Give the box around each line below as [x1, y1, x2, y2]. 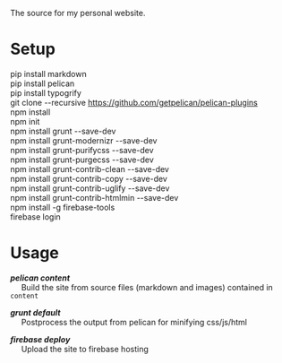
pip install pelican [10, 78, 75, 89]
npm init [10, 116, 40, 126]
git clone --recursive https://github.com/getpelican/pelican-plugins [10, 97, 258, 108]
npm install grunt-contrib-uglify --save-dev [10, 183, 170, 194]
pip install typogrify [10, 87, 81, 98]
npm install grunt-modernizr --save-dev [10, 134, 158, 146]
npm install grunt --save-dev [10, 125, 116, 136]
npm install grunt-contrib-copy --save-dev [10, 173, 168, 184]
